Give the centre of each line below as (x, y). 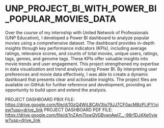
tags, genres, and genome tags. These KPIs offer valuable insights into (77, 58)
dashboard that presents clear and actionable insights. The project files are (81, 79)
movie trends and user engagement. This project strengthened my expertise (82, 64)
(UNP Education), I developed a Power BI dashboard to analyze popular (77, 38)
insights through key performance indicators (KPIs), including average (76, 48)
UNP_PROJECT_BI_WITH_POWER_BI (81, 9)
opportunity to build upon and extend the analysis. (56, 90)
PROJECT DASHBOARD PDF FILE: (78, 110)
